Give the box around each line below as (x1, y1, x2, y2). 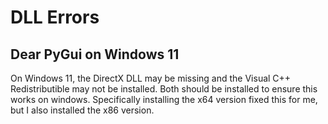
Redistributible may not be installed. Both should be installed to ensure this (10, 83, 318, 95)
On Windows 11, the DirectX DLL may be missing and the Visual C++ (10, 72, 292, 84)
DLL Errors (10, 6, 100, 29)
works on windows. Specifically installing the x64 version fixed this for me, (10, 94, 318, 105)
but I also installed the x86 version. (10, 104, 155, 116)
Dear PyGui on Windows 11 (10, 46, 180, 63)
